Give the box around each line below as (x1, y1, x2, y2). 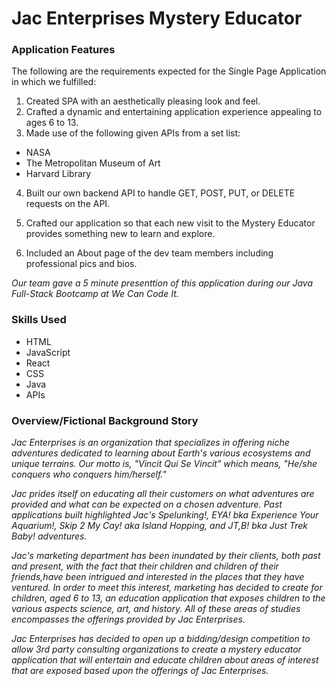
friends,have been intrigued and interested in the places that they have (11, 571, 305, 583)
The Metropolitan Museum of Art (25, 157, 161, 169)
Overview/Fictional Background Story (11, 413, 199, 427)
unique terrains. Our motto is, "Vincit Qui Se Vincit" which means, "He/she (11, 458, 318, 470)
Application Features (11, 43, 116, 57)
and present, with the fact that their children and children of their (11, 560, 279, 572)
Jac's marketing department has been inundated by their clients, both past (11, 550, 321, 562)
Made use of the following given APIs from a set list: (25, 127, 241, 139)
